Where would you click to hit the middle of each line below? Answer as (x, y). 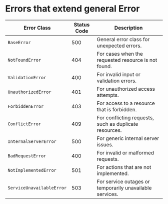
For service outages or (123, 181)
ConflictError (24, 124)
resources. (109, 130)
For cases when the (120, 54)
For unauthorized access (126, 89)
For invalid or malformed (125, 152)
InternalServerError (32, 141)
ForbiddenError (26, 106)
